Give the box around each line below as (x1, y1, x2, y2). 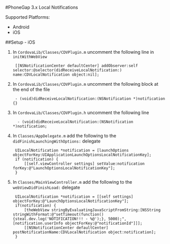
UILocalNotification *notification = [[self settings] (15, 194, 133, 199)
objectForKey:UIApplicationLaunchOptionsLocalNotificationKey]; (12, 152, 152, 157)
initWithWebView (12, 54, 47, 59)
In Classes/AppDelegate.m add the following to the (12, 133, 117, 138)
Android (12, 24, 29, 30)
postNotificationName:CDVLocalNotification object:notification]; (12, 230, 156, 235)
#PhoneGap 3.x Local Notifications (5, 5, 78, 10)
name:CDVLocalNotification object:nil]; (12, 72, 99, 77)
